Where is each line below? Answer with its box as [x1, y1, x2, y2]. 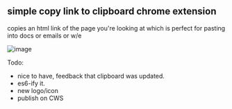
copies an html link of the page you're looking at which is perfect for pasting [7, 24, 226, 32]
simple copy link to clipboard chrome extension [7, 6, 217, 17]
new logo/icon [17, 86, 59, 94]
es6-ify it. [17, 79, 45, 87]
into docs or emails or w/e [7, 31, 82, 40]
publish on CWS [17, 94, 64, 102]
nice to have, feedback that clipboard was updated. [17, 72, 165, 80]
